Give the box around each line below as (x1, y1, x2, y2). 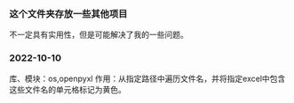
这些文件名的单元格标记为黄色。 (9, 84, 126, 94)
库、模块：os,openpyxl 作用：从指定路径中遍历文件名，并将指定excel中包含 (9, 73, 286, 84)
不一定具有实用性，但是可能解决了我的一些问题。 (9, 29, 188, 40)
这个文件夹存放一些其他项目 (9, 7, 128, 19)
